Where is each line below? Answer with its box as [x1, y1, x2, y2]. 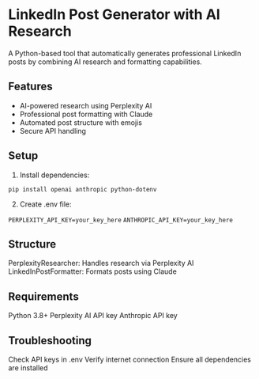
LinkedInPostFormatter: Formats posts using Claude [8, 267, 178, 276]
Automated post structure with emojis [19, 117, 142, 127]
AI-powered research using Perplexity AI [19, 100, 152, 110]
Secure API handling [19, 126, 87, 135]
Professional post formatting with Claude [19, 109, 153, 119]
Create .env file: [19, 199, 72, 209]
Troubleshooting [8, 334, 92, 347]
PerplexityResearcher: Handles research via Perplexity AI [8, 259, 194, 268]
